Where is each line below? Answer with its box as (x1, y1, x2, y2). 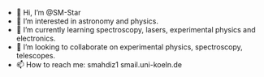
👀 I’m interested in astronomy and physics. (15, 16, 158, 26)
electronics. (15, 33, 56, 43)
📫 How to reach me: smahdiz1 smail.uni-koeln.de (15, 60, 183, 69)
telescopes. (15, 51, 55, 60)
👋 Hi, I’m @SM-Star (15, 8, 81, 17)
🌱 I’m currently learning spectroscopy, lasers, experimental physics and (15, 25, 256, 34)
